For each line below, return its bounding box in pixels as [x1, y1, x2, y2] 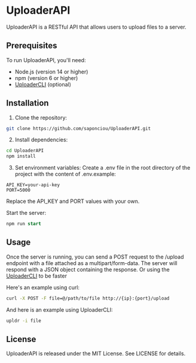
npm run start [6, 221, 42, 227]
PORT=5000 [6, 187, 31, 193]
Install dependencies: [14, 136, 68, 143]
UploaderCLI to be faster [6, 272, 68, 279]
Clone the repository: [14, 114, 68, 121]
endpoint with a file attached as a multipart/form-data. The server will [6, 259, 177, 266]
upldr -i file [6, 318, 42, 324]
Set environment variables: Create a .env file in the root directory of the [14, 164, 191, 171]
